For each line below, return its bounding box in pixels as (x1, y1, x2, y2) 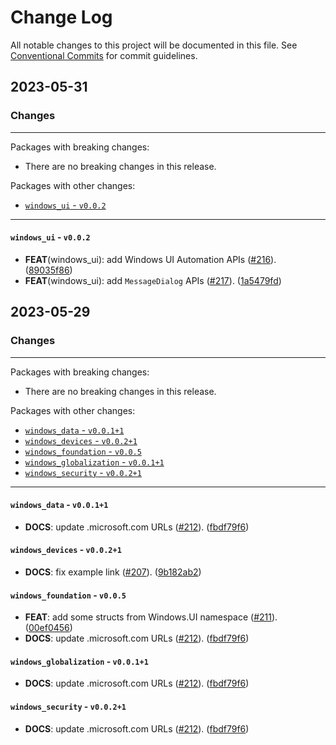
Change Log (10, 6, 113, 29)
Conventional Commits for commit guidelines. (10, 49, 198, 61)
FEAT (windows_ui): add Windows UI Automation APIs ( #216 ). (24, 253, 277, 265)
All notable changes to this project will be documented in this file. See (10, 39, 298, 51)
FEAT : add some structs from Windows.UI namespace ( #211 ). (24, 611, 278, 623)
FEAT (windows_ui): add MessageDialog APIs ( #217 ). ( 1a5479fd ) (24, 274, 282, 286)
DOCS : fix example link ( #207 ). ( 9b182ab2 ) (24, 566, 202, 578)
